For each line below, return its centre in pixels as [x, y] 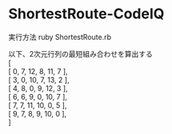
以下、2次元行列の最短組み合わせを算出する [81, 53]
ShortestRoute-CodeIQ [86, 14]
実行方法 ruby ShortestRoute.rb [60, 37]
